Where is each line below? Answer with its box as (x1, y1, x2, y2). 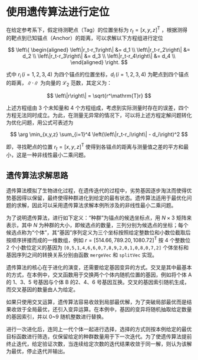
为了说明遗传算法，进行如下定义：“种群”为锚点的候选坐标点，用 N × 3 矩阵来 (6, 214, 192, 221)
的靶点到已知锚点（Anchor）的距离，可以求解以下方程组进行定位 (6, 35, 163, 42)
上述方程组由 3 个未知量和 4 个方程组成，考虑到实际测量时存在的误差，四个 (6, 104, 189, 111)
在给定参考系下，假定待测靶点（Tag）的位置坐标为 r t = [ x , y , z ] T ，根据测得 (6, 25, 187, 35)
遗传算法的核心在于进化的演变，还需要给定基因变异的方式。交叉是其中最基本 (6, 264, 192, 271)
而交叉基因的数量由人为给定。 (6, 286, 78, 293)
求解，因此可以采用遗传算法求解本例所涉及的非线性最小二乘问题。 (16, 202, 177, 209)
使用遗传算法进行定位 (6, 5, 110, 19)
